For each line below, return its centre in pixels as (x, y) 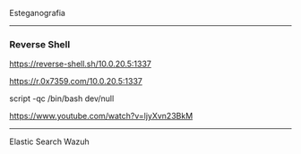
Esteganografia (37, 13)
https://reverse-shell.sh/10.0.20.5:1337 (81, 64)
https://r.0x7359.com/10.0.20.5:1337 (76, 81)
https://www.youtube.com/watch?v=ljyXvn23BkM (101, 116)
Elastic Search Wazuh (49, 141)
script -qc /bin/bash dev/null (62, 98)
